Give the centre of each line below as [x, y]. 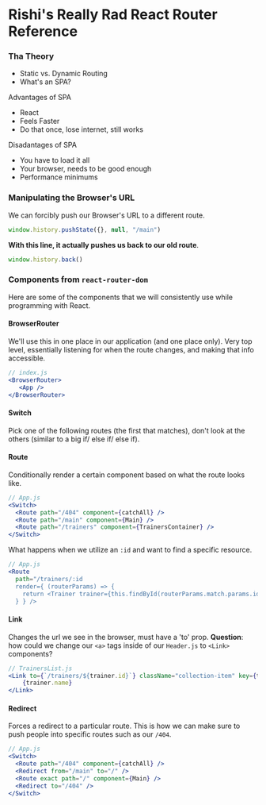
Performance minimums [59, 177]
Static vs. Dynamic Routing [64, 74]
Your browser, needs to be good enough [85, 169]
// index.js [28, 373]
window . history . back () [46, 260]
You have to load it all [55, 160]
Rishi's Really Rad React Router [113, 15]
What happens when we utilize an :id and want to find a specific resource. [130, 550]
